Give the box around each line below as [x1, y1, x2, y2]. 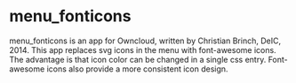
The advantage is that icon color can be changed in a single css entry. [9, 54, 267, 64]
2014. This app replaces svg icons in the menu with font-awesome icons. [9, 44, 277, 55]
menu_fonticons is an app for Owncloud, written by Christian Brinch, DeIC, [9, 35, 282, 46]
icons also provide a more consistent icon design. [46, 64, 228, 74]
